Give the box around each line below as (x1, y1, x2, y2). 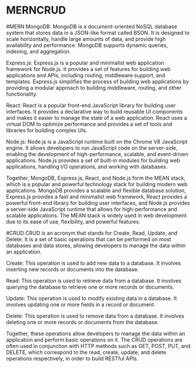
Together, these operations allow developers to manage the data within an (6, 330, 185, 337)
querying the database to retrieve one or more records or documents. (6, 283, 174, 291)
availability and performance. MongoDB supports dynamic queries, (6, 42, 168, 49)
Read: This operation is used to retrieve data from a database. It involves (6, 277, 182, 284)
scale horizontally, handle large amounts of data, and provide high (6, 35, 166, 42)
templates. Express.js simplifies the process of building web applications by (6, 77, 190, 85)
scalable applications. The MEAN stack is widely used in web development (6, 212, 187, 219)
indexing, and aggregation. (6, 48, 71, 55)
